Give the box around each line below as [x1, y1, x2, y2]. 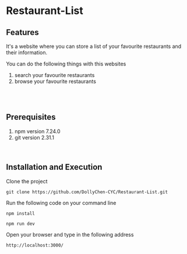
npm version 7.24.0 [14, 127, 61, 135]
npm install [6, 210, 35, 217]
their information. [6, 49, 48, 56]
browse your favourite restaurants [14, 78, 96, 85]
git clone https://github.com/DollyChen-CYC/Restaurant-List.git [6, 189, 168, 195]
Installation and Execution [6, 162, 103, 172]
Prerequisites [6, 112, 56, 122]
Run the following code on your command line [6, 199, 117, 206]
